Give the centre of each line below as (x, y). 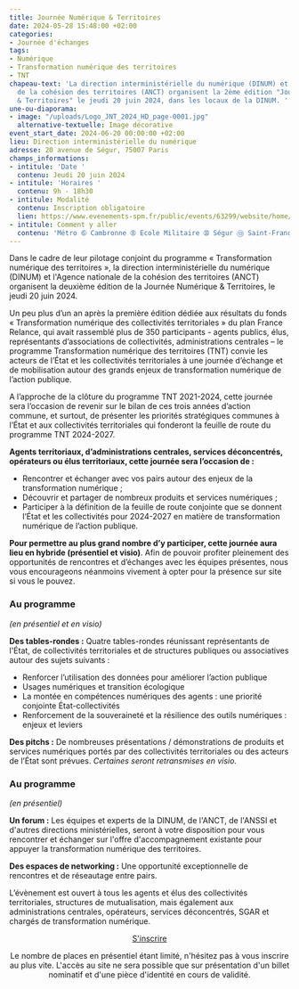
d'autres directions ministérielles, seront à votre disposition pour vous (137, 830)
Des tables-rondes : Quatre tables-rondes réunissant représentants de (139, 641)
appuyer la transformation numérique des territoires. (105, 848)
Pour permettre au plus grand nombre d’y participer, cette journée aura (143, 544)
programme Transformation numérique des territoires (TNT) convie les (139, 351)
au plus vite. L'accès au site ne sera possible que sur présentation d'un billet (149, 965)
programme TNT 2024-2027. (62, 435)
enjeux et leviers (52, 724)
